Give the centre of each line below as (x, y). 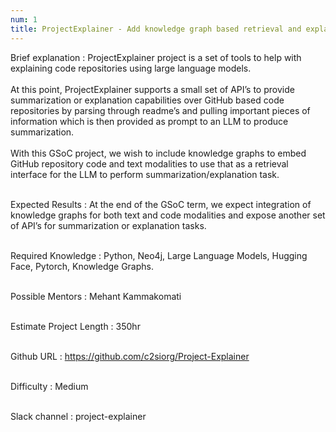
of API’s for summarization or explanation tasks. (108, 225)
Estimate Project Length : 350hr (75, 326)
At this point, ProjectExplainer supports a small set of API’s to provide (152, 89)
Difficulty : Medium (49, 386)
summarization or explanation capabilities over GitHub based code (147, 100)
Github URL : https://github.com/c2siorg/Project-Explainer (130, 356)
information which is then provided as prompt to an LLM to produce (149, 121)
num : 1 (24, 19)
